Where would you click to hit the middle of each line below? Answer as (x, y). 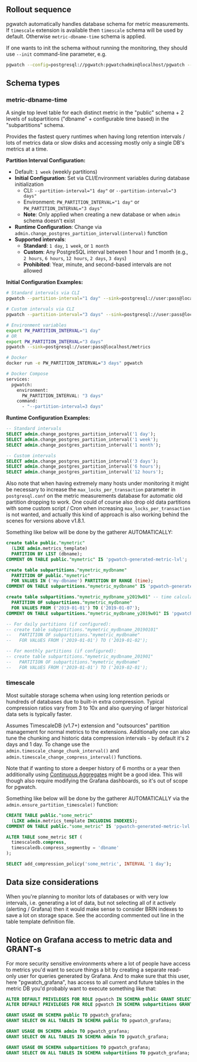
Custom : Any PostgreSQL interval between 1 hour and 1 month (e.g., (106, 252)
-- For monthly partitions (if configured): (61, 651)
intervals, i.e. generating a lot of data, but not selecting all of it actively (91, 903)
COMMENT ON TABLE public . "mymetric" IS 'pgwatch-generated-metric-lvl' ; (97, 559)
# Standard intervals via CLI (43, 293)
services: (18, 379)
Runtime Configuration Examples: (48, 418)
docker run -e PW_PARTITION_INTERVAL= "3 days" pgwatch (74, 363)
